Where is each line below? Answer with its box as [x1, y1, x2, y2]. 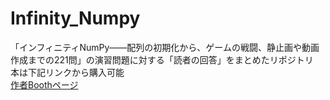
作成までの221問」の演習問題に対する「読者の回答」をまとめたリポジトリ [10, 53, 314, 66]
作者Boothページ [10, 78, 79, 91]
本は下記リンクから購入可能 [10, 66, 125, 78]
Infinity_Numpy [10, 7, 141, 30]
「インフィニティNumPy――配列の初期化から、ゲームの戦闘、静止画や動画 [10, 41, 320, 53]
